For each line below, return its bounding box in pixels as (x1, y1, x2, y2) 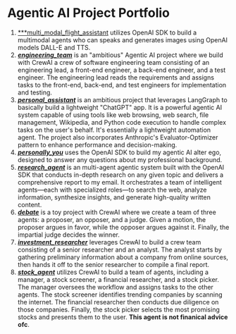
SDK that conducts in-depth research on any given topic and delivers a (17, 171, 224, 179)
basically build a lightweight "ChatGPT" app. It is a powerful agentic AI (17, 103, 223, 111)
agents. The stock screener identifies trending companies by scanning (17, 290, 223, 299)
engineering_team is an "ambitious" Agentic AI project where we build (17, 51, 223, 59)
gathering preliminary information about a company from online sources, (17, 252, 229, 261)
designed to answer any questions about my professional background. (17, 155, 223, 163)
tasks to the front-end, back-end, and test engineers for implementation (17, 80, 227, 89)
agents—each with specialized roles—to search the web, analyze (17, 185, 207, 194)
